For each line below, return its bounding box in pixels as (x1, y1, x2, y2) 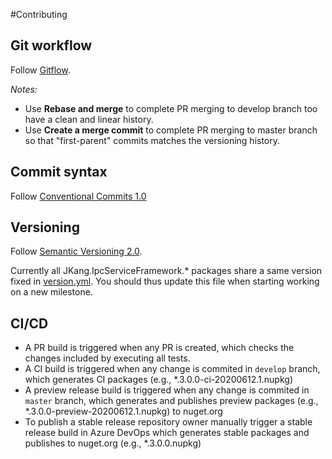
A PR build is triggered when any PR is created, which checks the (24, 342, 295, 354)
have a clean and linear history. (24, 113, 154, 125)
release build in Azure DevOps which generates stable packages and (24, 427, 310, 439)
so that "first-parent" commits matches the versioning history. (24, 134, 281, 146)
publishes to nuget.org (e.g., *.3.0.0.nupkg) (24, 437, 202, 449)
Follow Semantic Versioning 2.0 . (10, 245, 143, 258)
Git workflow (10, 37, 93, 54)
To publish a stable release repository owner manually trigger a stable (24, 416, 313, 428)
